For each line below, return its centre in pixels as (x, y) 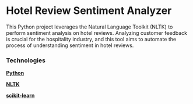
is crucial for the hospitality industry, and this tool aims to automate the (91, 39)
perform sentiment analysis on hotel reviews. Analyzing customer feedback (97, 33)
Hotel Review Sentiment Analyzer (89, 11)
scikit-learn (20, 96)
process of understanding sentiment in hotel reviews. (70, 45)
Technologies (26, 60)
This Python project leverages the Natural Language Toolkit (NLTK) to (90, 27)
